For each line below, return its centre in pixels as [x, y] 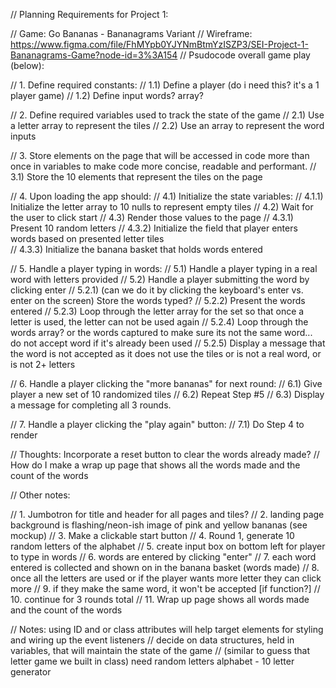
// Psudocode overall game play [245, 55]
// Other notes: [40, 495]
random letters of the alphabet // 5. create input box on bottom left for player [168, 546]
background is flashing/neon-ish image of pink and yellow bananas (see [159, 525]
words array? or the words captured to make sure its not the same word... [161, 332]
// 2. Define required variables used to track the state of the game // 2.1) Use [167, 115]
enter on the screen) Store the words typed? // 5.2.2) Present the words [158, 300]
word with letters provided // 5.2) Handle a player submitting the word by [160, 279]
